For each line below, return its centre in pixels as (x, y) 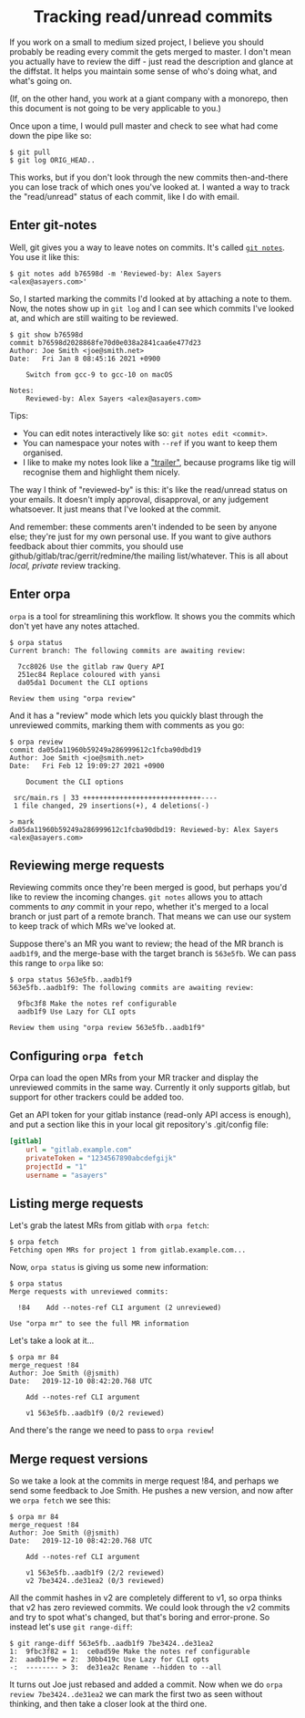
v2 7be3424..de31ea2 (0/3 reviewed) (96, 1581)
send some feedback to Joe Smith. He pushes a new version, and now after (152, 1491)
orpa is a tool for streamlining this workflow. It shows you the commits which (152, 616)
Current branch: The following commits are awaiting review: (128, 651)
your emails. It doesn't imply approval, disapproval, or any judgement (139, 499)
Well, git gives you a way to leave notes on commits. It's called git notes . (147, 247)
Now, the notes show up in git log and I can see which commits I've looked (152, 308)
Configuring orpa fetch (76, 1056)
